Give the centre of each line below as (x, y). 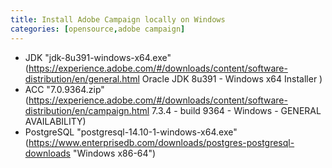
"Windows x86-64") (114, 153)
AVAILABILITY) (55, 121)
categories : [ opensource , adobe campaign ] (98, 29)
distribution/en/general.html (82, 78)
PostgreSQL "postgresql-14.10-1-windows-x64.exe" (131, 132)
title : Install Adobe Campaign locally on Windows (118, 19)
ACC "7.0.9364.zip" (64, 89)
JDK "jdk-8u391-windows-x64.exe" (98, 57)
